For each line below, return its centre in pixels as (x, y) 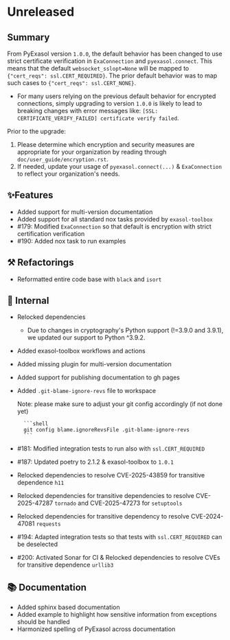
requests (48, 524)
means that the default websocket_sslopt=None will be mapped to (98, 68)
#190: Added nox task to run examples (71, 241)
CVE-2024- (207, 517)
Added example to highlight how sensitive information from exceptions (117, 615)
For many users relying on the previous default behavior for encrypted (116, 96)
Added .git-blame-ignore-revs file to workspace (87, 391)
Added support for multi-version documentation (85, 212)
